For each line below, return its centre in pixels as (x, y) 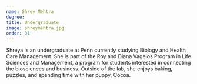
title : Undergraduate (33, 22)
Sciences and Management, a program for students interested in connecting (98, 63)
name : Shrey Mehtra (30, 11)
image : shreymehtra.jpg (35, 28)
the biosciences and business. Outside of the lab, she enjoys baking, (89, 69)
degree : (16, 17)
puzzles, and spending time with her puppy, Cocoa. (69, 75)
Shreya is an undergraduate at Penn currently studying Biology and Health (96, 50)
